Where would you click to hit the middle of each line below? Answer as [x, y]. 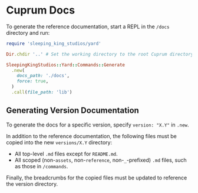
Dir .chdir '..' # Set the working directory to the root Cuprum [87, 54]
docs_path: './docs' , [43, 76]
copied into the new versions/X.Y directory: [59, 142]
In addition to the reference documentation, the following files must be [91, 136]
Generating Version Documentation [73, 110]
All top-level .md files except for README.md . [66, 154]
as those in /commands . [41, 166]
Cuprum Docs [41, 10]
